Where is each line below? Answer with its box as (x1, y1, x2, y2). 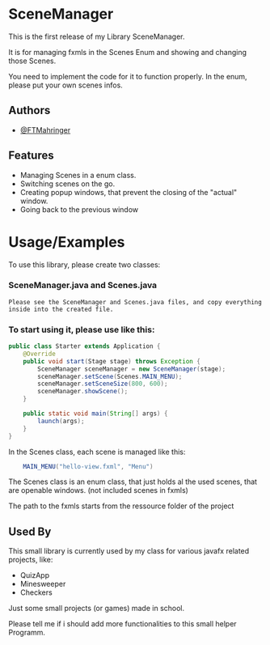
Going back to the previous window (19, 204, 139, 214)
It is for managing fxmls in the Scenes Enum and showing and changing (8, 47, 247, 57)
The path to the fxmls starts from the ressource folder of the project (8, 501, 234, 511)
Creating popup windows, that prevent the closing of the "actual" (19, 187, 238, 197)
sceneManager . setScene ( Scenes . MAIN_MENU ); (37, 372, 183, 380)
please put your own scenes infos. (8, 80, 123, 90)
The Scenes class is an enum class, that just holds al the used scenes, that (8, 477, 257, 486)
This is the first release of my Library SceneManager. (8, 32, 185, 41)
